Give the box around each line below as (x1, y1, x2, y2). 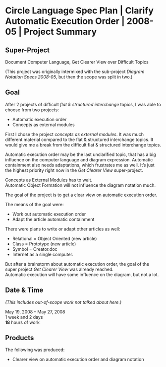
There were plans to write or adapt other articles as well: (5, 226, 120, 232)
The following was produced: (5, 347, 65, 353)
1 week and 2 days (5, 314, 43, 320)
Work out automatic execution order (12, 211, 86, 217)
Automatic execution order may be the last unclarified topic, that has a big (5, 151, 156, 157)
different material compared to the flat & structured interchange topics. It (5, 137, 154, 143)
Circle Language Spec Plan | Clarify (5, 5, 154, 16)
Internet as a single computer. (12, 251, 73, 257)
